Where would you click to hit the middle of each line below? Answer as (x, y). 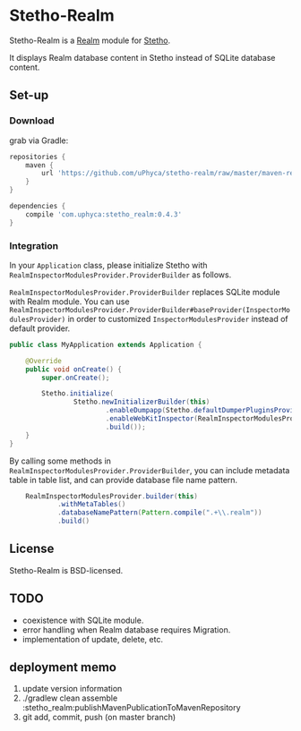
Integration (34, 245)
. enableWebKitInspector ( (152, 419)
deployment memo (63, 667)
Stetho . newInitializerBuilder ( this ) (142, 402)
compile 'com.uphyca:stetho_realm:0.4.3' (103, 214)
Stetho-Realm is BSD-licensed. (66, 570)
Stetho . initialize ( (78, 394)
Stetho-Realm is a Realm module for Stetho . (90, 40)
